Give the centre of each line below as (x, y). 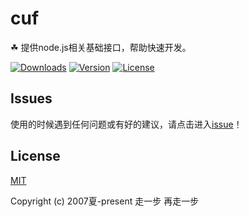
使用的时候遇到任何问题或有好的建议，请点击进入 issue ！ (126, 124)
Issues (31, 98)
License (35, 156)
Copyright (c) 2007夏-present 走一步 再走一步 (105, 201)
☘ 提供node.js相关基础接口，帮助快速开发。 (101, 47)
